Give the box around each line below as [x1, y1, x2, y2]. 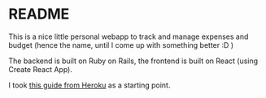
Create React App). [8, 64, 73, 74]
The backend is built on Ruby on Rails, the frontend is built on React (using [8, 56, 259, 66]
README [8, 5, 70, 23]
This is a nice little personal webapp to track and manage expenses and [8, 32, 249, 41]
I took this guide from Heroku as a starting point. [8, 80, 171, 90]
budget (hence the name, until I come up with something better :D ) [8, 40, 234, 49]
